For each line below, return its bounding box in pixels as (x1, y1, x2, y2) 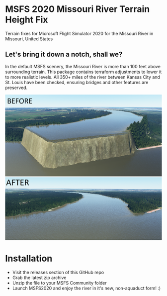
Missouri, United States (5, 36, 53, 42)
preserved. (5, 85, 28, 91)
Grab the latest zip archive (12, 275, 67, 281)
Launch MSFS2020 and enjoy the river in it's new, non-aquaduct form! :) (12, 285, 161, 291)
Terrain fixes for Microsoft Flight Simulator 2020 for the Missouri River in (5, 30, 154, 36)
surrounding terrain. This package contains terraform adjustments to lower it (5, 69, 162, 75)
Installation (5, 253, 53, 264)
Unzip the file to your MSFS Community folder (12, 280, 107, 286)
